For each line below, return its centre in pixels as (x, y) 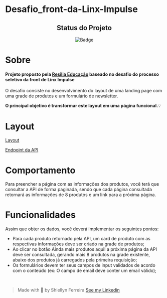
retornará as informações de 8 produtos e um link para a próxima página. (81, 195)
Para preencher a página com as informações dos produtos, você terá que (82, 184)
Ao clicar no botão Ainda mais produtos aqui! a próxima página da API (85, 249)
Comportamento (40, 170)
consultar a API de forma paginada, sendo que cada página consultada (78, 190)
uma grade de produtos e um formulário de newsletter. (62, 96)
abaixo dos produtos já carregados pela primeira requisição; (75, 260)
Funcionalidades (41, 215)
